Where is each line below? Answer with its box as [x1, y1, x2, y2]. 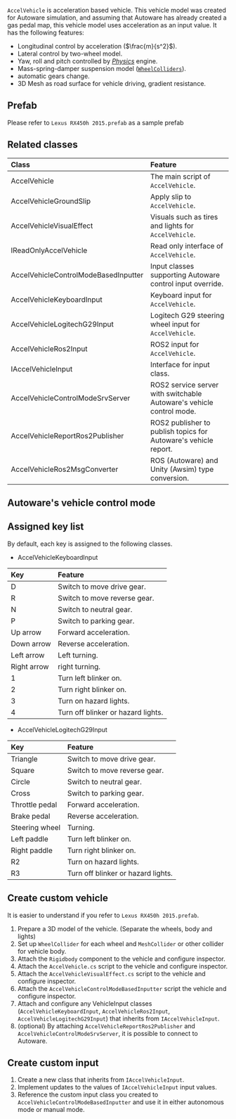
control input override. [150, 279, 223, 288]
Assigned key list [7, 520, 84, 533]
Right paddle [11, 845, 53, 855]
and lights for [150, 221, 195, 231]
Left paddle [11, 833, 49, 843]
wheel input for [150, 319, 200, 329]
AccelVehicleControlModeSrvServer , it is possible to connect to [17, 1029, 198, 1037]
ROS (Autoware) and [150, 455, 218, 465]
